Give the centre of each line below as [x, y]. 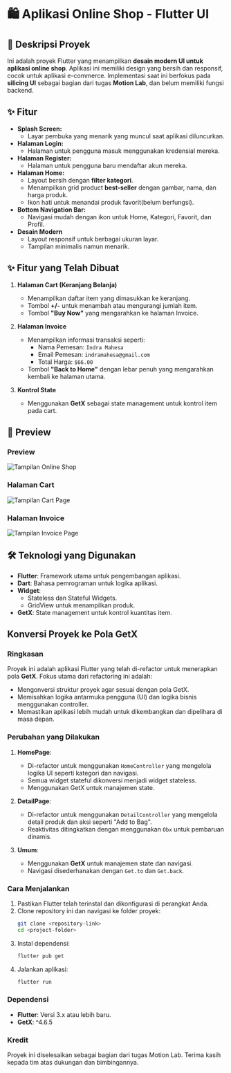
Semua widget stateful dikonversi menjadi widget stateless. [112, 780]
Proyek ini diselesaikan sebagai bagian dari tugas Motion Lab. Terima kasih [114, 1055]
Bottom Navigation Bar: [52, 210]
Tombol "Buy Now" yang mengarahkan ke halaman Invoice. [113, 313]
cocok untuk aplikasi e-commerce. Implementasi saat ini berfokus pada [109, 75]
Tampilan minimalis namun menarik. [78, 246]
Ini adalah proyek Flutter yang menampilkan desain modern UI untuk [105, 61]
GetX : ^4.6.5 [35, 1022]
